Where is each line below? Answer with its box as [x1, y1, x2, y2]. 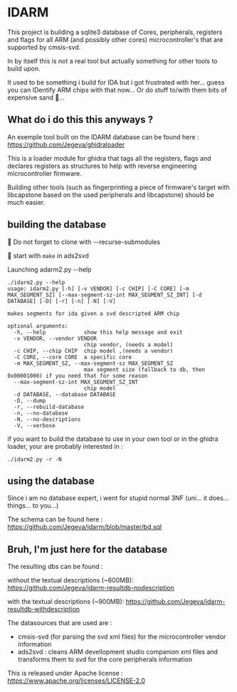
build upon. [7, 64, 41, 73]
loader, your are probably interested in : [7, 442, 123, 450]
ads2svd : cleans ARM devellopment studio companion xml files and [17, 648, 218, 656]
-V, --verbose [14, 422, 56, 429]
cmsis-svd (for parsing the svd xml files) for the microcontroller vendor [17, 632, 226, 641]
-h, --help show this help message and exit [14, 329, 183, 336]
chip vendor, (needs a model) [83, 341, 174, 348]
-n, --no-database [14, 410, 69, 417]
